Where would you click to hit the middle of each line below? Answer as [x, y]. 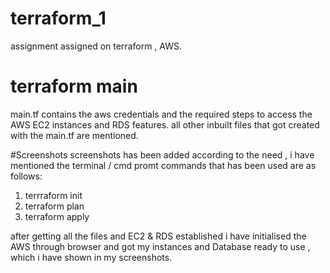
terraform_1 [58, 18]
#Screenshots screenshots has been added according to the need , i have [162, 154]
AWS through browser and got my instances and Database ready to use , [160, 246]
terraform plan [54, 206]
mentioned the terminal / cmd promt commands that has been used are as [163, 165]
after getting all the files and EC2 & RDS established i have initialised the [158, 236]
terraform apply [57, 216]
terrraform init [53, 195]
